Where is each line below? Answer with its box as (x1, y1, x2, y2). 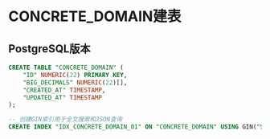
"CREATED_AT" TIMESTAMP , (22, 86, 106, 94)
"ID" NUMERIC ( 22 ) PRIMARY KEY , (22, 71, 128, 79)
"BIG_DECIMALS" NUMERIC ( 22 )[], (22, 78, 128, 87)
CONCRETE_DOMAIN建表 (8, 7, 182, 26)
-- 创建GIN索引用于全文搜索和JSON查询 (8, 116, 123, 124)
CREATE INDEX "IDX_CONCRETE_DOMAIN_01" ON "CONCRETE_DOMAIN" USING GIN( (8, 123, 257, 131)
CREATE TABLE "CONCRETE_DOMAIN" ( (8, 63, 125, 72)
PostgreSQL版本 (8, 42, 91, 55)
